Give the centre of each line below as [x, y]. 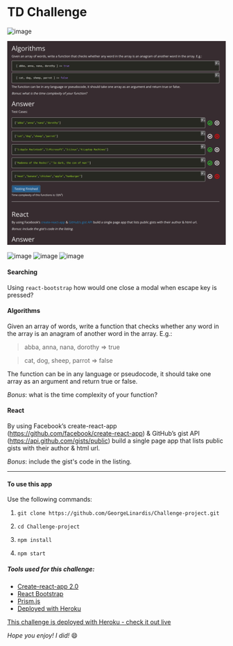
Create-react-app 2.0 [48, 586]
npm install [34, 541]
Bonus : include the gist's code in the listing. [69, 461]
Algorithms [24, 311]
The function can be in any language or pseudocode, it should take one [109, 374]
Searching [23, 272]
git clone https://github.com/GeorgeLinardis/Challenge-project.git [118, 513]
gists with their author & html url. [54, 448]
